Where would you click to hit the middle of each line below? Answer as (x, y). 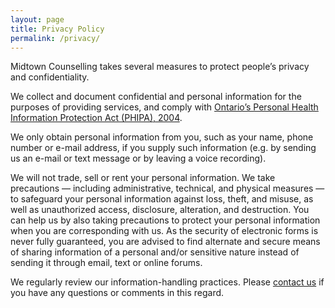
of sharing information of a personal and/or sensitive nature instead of (155, 252)
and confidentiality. (50, 77)
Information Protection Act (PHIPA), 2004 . (96, 118)
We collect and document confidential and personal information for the (156, 97)
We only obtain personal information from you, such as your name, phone (162, 137)
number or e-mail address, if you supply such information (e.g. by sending (163, 148)
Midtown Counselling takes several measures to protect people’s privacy (160, 67)
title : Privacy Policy (57, 29)
